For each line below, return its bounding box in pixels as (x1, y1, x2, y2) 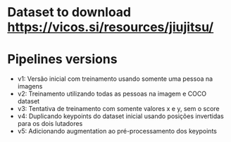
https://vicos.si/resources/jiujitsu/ (7, 19, 214, 35)
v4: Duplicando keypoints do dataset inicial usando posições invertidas (17, 112, 224, 120)
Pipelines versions (7, 51, 118, 67)
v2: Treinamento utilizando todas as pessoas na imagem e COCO (17, 89, 206, 98)
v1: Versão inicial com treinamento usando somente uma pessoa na (17, 75, 213, 83)
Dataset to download (7, 4, 132, 20)
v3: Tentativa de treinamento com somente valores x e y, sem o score (17, 105, 220, 113)
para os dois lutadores (17, 120, 83, 128)
